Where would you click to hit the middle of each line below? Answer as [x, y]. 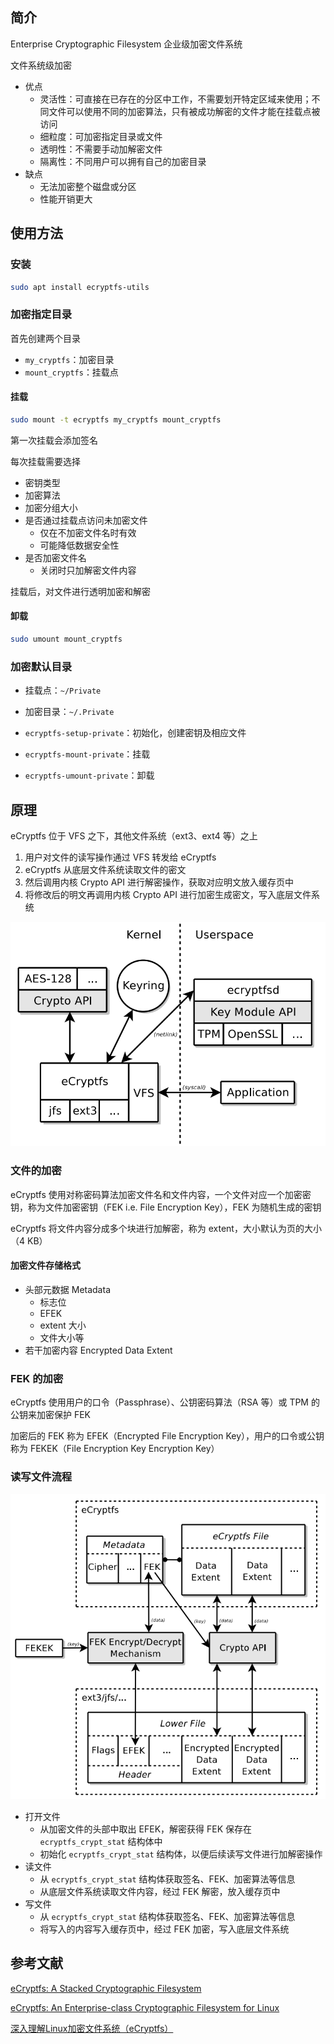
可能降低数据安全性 [79, 545]
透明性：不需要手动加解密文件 [101, 149]
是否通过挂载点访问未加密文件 [86, 520]
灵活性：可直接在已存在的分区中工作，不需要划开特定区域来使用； [175, 99]
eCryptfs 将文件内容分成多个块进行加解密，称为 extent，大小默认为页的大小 [166, 1228]
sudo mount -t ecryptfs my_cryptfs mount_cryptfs [116, 419]
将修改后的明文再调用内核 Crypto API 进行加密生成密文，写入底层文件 [168, 894]
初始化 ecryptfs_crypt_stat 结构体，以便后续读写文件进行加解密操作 [181, 1854]
